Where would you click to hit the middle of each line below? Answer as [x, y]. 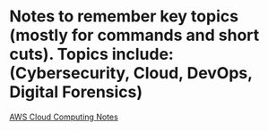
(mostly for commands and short [134, 35]
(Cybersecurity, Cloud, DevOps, [131, 74]
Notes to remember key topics [124, 16]
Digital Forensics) [76, 92]
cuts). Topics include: [92, 54]
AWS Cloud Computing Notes [64, 117]
